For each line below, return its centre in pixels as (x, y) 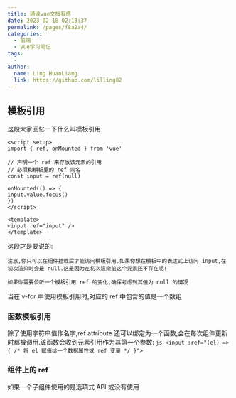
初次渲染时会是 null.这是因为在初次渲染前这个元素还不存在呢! (87, 269)
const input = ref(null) (44, 176)
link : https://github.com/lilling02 (68, 80)
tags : (15, 54)
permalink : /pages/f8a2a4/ (47, 27)
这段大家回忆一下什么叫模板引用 (54, 129)
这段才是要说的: (30, 247)
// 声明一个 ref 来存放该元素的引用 (54, 163)
